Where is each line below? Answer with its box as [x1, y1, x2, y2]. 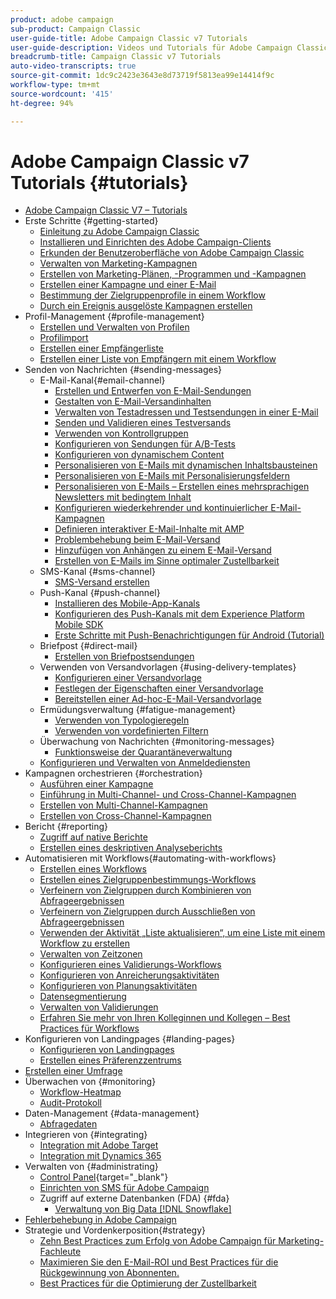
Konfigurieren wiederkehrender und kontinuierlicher [54, 502, 269, 514]
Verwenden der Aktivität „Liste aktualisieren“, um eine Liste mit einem [39, 927, 326, 939]
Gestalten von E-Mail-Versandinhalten [54, 396, 212, 408]
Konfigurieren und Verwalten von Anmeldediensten [39, 757, 251, 769]
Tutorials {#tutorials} [10, 171, 189, 194]
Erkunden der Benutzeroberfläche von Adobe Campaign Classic [39, 247, 305, 259]
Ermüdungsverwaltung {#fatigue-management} [39, 704, 237, 716]
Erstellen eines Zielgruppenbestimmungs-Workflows [39, 874, 257, 886]
